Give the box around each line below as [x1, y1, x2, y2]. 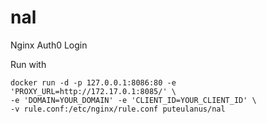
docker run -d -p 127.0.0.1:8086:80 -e [10, 77, 177, 88]
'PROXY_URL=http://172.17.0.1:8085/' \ [10, 86, 177, 96]
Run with [10, 58, 47, 70]
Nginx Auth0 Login [10, 39, 88, 51]
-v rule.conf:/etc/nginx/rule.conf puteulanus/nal [10, 104, 226, 114]
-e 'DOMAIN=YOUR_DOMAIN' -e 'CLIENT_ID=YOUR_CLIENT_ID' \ [10, 95, 257, 105]
